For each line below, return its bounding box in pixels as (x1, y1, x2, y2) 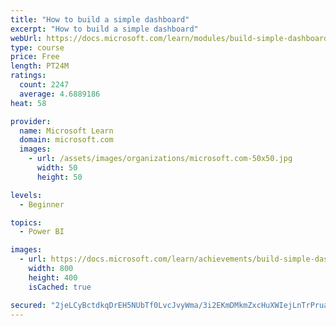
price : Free (10, 52, 60, 62)
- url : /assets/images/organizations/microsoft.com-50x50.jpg (28, 154, 293, 164)
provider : (10, 116, 52, 126)
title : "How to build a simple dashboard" (10, 14, 190, 25)
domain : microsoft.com (19, 135, 114, 145)
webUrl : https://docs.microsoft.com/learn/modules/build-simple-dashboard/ (10, 33, 333, 43)
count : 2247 (19, 80, 70, 90)
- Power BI (19, 227, 65, 237)
